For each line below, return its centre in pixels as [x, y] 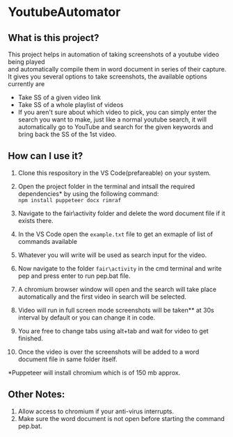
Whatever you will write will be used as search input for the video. [112, 255]
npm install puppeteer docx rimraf [70, 200]
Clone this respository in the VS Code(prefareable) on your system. [114, 173]
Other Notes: [37, 394]
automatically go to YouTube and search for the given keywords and [115, 127]
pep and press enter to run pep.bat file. [74, 276]
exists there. [36, 220]
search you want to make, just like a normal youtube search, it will [112, 119]
